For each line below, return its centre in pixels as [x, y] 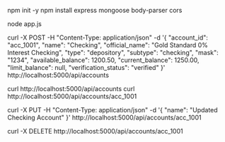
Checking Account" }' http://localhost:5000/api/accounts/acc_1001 [104, 117]
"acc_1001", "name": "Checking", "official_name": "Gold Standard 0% [108, 45]
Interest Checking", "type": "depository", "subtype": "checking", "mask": [113, 53]
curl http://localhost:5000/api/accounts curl [71, 89]
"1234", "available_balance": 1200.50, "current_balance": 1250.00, [103, 60]
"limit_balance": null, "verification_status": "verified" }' [86, 67]
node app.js [25, 24]
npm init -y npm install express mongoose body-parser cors [95, 10]
